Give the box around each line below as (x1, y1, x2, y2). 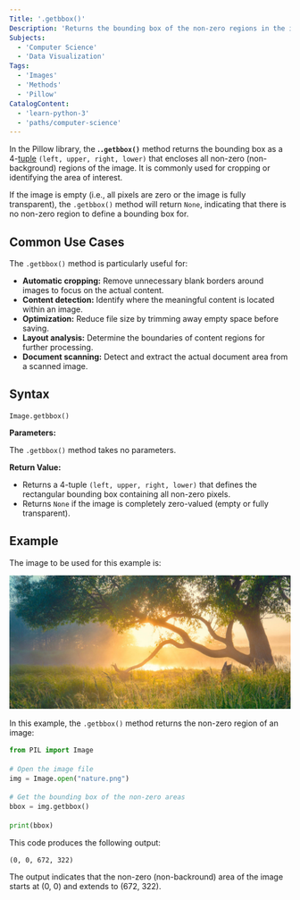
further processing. (21, 342, 94, 353)
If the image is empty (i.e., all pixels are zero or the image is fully (9, 189, 246, 200)
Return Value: (9, 461, 62, 473)
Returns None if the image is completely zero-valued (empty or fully (21, 498, 270, 509)
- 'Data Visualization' (17, 52, 105, 62)
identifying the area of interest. (9, 172, 123, 183)
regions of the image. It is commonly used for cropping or (58, 163, 271, 173)
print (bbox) (9, 820, 54, 830)
